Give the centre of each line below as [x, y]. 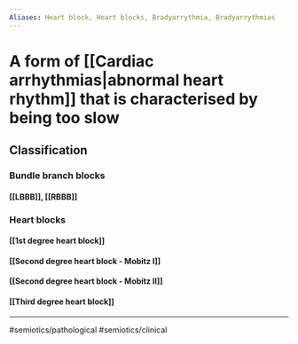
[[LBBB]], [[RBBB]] [43, 197]
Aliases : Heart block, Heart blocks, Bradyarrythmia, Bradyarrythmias [142, 17]
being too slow [64, 117]
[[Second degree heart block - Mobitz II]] [86, 281]
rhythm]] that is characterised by [134, 99]
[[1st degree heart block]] [57, 241]
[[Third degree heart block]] [62, 301]
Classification [48, 150]
